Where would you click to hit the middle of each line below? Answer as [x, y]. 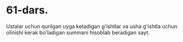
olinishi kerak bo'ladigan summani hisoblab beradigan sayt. [78, 32]
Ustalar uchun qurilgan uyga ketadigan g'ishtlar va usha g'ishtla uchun [92, 26]
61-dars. [27, 10]
